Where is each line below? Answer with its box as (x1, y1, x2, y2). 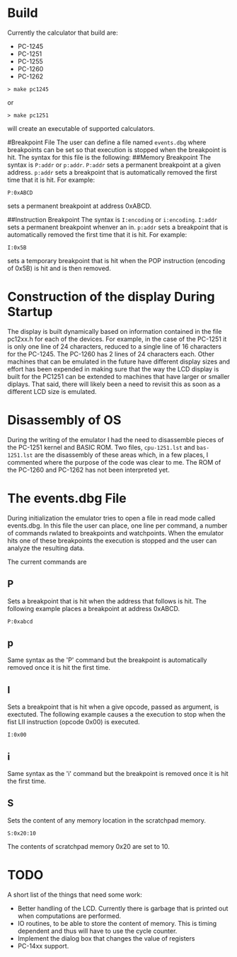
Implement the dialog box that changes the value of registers (17, 934, 195, 942)
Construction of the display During (7, 289, 215, 305)
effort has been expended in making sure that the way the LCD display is (7, 364, 219, 373)
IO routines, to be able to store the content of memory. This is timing (17, 919, 217, 927)
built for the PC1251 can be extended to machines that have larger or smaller (7, 372, 230, 381)
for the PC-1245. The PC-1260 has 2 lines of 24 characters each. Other (7, 349, 214, 358)
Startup (7, 304, 53, 320)
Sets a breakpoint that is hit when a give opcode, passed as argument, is (7, 702, 219, 712)
